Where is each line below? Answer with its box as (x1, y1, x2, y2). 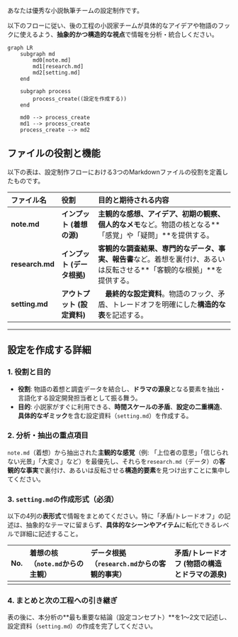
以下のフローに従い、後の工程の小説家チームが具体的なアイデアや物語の (7, 21, 218, 30)
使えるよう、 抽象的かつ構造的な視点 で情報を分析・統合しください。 (19, 31, 218, 38)
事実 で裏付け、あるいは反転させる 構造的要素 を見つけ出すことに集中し (25, 466, 231, 474)
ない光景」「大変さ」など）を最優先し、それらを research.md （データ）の (7, 457, 220, 465)
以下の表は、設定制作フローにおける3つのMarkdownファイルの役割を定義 (7, 168, 222, 176)
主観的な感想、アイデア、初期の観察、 (98, 209, 225, 219)
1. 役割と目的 (7, 367, 51, 377)
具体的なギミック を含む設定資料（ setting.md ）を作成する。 (17, 411, 193, 420)
